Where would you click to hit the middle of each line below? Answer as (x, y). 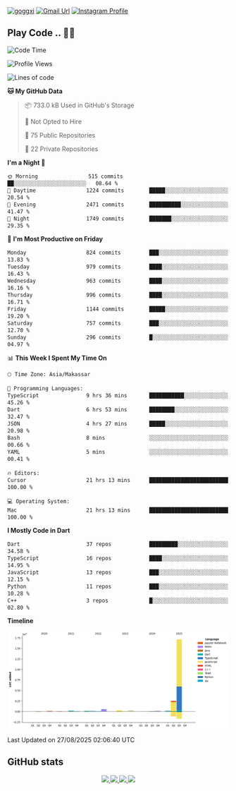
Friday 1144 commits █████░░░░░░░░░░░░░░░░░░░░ (118, 309)
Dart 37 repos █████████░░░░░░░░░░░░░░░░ (118, 544)
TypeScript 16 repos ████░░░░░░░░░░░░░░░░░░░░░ (118, 558)
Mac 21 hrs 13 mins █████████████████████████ (118, 510)
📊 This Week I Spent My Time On (57, 358)
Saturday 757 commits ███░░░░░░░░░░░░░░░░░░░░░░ (118, 323)
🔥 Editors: (24, 473)
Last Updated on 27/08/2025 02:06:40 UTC (71, 739)
